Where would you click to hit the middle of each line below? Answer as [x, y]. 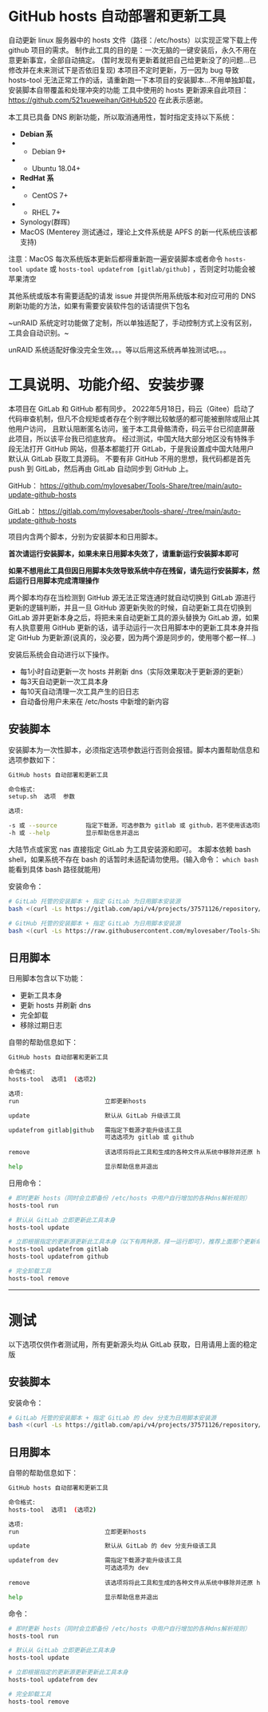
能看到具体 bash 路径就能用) [55, 869]
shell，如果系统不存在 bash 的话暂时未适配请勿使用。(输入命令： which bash [134, 859]
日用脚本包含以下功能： [47, 978]
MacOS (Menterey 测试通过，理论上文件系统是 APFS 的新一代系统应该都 [138, 232]
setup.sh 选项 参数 [42, 797]
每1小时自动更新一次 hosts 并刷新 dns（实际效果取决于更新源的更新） [134, 671]
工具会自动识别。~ [39, 332]
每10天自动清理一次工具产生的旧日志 [79, 691]
